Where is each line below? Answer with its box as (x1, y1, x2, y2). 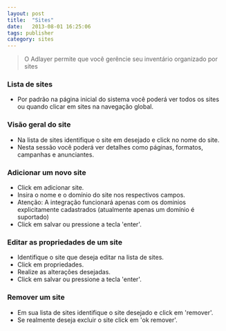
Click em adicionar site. (17, 184, 84, 192)
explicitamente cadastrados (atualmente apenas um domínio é (17, 206, 195, 214)
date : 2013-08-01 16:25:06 (7, 23, 91, 30)
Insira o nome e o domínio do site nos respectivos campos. (17, 191, 185, 199)
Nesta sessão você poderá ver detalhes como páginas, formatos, (17, 143, 204, 151)
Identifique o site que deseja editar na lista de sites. (17, 253, 164, 262)
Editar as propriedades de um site (7, 237, 123, 247)
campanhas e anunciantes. (17, 150, 95, 159)
